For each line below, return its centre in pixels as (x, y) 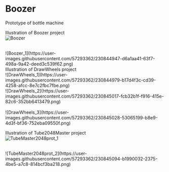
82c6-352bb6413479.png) (33, 101)
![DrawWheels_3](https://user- (37, 112)
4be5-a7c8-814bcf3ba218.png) (38, 164)
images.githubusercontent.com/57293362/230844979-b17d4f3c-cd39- (81, 80)
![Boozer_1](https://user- (31, 53)
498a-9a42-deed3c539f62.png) (39, 64)
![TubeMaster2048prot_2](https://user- (46, 153)
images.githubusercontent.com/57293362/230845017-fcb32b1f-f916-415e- (84, 96)
